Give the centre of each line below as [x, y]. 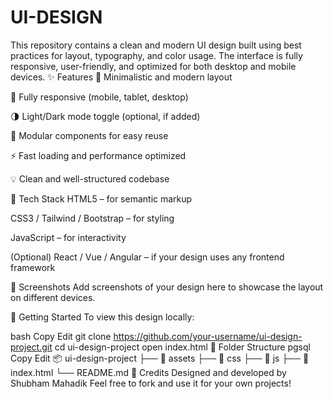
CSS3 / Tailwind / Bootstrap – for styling [92, 218]
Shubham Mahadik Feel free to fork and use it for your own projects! [151, 383]
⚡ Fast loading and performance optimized [98, 155]
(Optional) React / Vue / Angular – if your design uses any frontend [147, 257]
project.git [31, 347]
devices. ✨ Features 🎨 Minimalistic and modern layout [121, 77]
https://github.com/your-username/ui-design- [208, 336]
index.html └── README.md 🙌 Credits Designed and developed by [148, 372]
